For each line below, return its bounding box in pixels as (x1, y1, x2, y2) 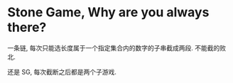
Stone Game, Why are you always (7, 4, 210, 21)
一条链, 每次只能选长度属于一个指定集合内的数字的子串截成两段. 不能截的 (7, 43, 220, 52)
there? (7, 19, 47, 35)
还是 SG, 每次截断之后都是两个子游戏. (7, 67, 117, 76)
